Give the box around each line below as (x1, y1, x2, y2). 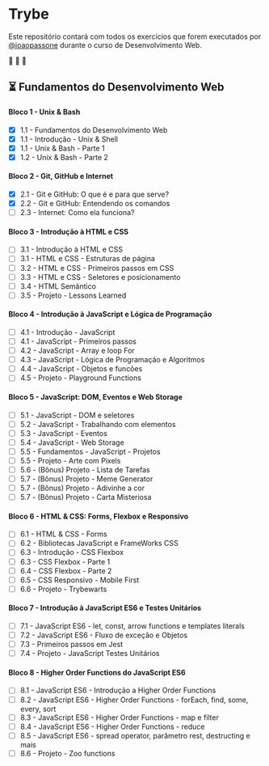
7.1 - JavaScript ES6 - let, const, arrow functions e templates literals (19, 621, 245, 631)
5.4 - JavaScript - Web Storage (19, 438, 125, 447)
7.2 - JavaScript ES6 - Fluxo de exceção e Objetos (19, 630, 188, 640)
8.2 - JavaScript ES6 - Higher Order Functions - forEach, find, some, (19, 695, 249, 705)
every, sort (19, 704, 57, 713)
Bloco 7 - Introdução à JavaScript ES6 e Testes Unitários (8, 603, 202, 613)
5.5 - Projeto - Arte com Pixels (19, 455, 121, 465)
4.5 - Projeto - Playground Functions (19, 373, 141, 383)
